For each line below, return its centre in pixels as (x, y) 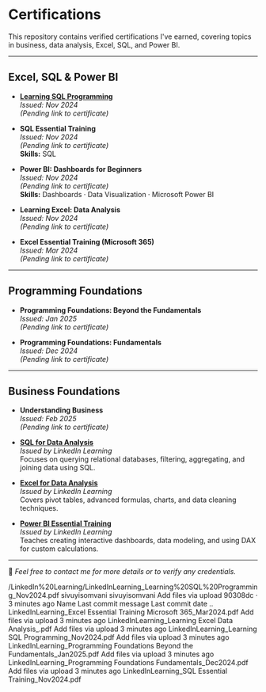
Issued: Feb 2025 (48, 419)
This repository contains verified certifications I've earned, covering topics (130, 36)
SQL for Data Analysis (56, 443)
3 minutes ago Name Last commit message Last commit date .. (111, 604)
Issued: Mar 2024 (49, 250)
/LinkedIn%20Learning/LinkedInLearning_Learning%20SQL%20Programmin (133, 587)
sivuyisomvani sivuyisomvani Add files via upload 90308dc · (159, 595)
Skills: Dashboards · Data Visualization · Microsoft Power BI (117, 194)
